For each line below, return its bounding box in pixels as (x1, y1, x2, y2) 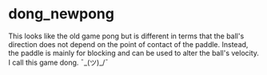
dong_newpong (8, 5, 114, 23)
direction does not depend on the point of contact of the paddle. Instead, (8, 39, 249, 49)
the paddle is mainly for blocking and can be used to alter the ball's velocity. (8, 48, 260, 57)
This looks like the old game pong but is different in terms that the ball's (8, 31, 245, 41)
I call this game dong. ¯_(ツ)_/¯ (8, 57, 109, 67)
